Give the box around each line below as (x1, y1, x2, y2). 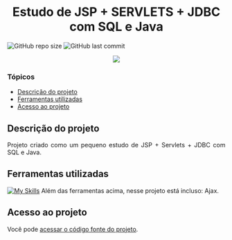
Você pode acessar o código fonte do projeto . (7, 225, 139, 233)
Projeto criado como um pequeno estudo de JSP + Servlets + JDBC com (7, 141, 226, 149)
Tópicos (7, 72, 35, 82)
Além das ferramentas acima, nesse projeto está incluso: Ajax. (41, 186, 220, 194)
